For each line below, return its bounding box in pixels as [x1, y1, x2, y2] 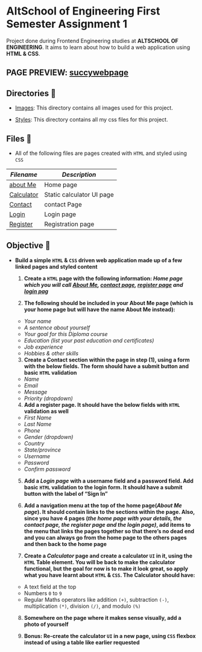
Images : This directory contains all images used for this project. [14, 104, 173, 111]
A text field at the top [24, 583, 77, 590]
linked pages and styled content [14, 263, 98, 270]
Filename [10, 170, 38, 179]
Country [24, 440, 45, 447]
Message [24, 388, 48, 395]
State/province [24, 446, 62, 453]
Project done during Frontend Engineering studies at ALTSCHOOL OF [6, 37, 179, 44]
